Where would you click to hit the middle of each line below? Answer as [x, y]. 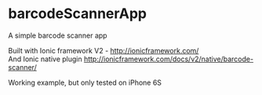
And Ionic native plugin [45, 59]
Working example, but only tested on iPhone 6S [85, 82]
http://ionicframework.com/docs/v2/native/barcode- [168, 59]
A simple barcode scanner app [58, 35]
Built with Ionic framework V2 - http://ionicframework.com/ [104, 50]
